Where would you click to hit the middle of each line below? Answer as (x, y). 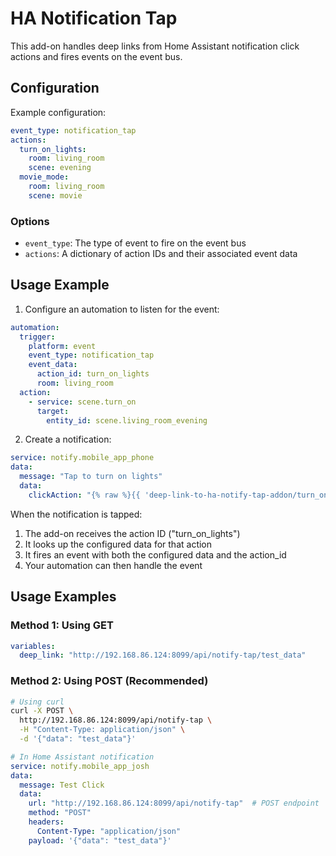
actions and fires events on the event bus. (96, 56)
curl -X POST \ (42, 711)
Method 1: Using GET (62, 625)
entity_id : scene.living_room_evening (127, 420)
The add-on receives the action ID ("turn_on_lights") (132, 533)
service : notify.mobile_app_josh (80, 766)
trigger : (37, 337)
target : (53, 411)
